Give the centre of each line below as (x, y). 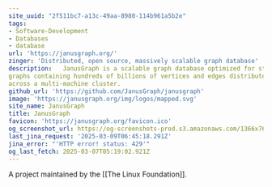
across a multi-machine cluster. (65, 83)
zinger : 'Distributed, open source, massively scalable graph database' (134, 62)
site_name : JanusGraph (47, 106)
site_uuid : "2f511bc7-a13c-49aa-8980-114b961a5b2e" (97, 16)
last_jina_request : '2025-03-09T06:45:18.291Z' (90, 136)
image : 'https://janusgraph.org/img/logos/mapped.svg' (103, 99)
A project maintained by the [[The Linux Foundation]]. (98, 174)
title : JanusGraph (39, 114)
